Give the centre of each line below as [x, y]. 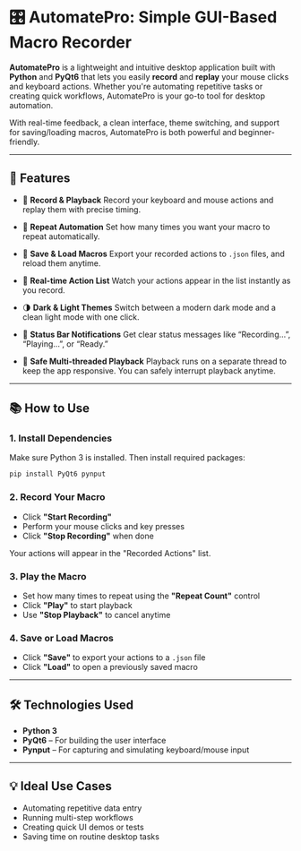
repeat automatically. [61, 236]
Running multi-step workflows [78, 817]
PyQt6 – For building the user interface [94, 741]
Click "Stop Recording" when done [88, 536]
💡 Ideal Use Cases [60, 786]
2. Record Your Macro [57, 497]
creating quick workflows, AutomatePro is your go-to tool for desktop [138, 96]
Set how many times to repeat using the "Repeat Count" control [141, 596]
